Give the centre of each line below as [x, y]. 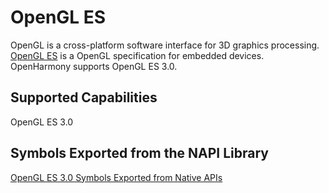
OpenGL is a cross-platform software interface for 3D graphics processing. [165, 45]
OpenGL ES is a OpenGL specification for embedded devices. [137, 55]
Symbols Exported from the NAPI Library [139, 153]
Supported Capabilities [84, 97]
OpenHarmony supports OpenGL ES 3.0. [94, 66]
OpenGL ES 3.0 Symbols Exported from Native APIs [116, 177]
